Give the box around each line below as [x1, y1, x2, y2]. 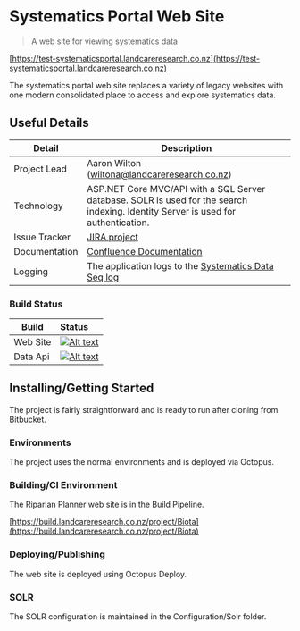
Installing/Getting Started [9, 381, 154, 396]
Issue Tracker [13, 231, 71, 243]
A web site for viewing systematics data [30, 36, 179, 46]
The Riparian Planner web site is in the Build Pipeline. [9, 499, 204, 510]
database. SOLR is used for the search [87, 194, 248, 206]
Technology [13, 199, 64, 212]
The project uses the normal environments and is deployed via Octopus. [9, 457, 275, 467]
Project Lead [13, 163, 67, 175]
